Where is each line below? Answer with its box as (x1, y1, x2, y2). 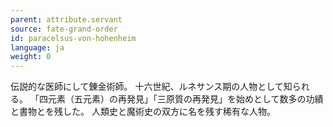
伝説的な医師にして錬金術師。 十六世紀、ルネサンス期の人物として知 (10, 81, 293, 93)
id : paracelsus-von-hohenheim (10, 33, 137, 43)
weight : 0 (10, 52, 52, 62)
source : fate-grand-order (10, 24, 118, 34)
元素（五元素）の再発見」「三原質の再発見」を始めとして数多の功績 (47, 93, 324, 105)
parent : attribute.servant (10, 14, 123, 25)
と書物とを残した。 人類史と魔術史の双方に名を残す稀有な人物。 (10, 106, 276, 118)
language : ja (10, 42, 65, 53)
